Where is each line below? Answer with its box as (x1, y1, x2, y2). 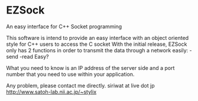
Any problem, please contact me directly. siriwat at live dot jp (6, 82, 155, 89)
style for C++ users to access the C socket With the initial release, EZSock (6, 41, 187, 48)
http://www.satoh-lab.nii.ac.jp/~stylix (6, 88, 97, 95)
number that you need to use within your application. (6, 70, 135, 78)
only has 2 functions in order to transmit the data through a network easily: (6, 46, 189, 53)
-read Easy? (20, 53, 49, 60)
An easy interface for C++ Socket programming (6, 23, 122, 30)
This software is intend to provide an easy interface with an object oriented (6, 34, 189, 41)
